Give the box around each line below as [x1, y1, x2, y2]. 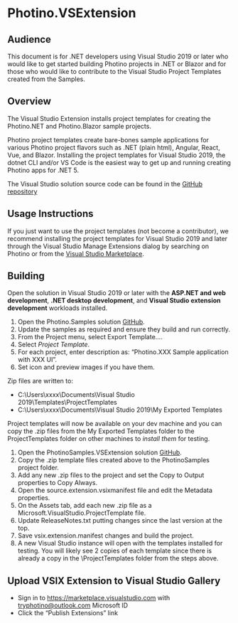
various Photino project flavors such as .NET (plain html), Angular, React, [7, 143, 220, 151]
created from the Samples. [7, 75, 85, 83]
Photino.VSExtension [7, 5, 136, 21]
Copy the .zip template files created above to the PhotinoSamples [17, 456, 210, 464]
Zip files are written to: [7, 377, 73, 385]
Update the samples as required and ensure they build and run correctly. [17, 325, 231, 334]
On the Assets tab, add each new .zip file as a [17, 501, 152, 510]
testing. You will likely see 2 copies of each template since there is [17, 546, 212, 555]
